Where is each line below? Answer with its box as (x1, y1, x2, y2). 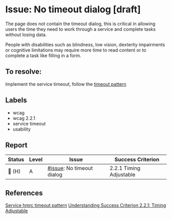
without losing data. (5, 31, 47, 38)
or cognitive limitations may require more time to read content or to (5, 47, 147, 53)
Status (8, 156, 25, 163)
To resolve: (5, 67, 42, 76)
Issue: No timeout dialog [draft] (5, 4, 141, 15)
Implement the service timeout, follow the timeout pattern (5, 81, 126, 87)
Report (5, 140, 28, 150)
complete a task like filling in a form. (5, 52, 81, 59)
